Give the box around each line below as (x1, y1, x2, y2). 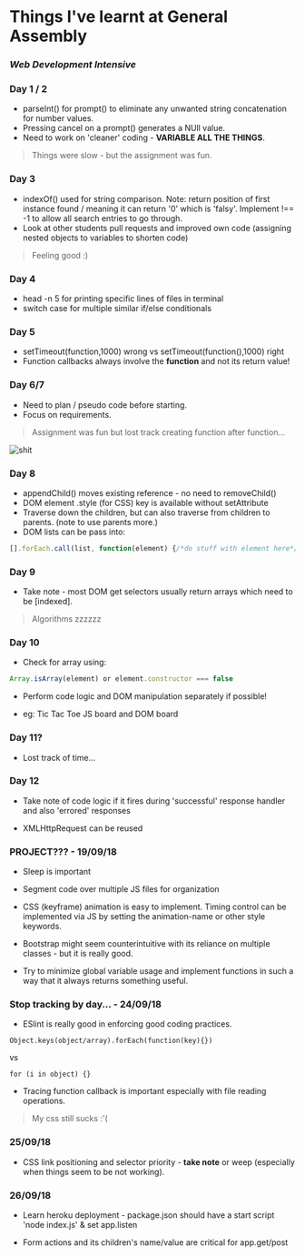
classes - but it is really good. (22, 948, 133, 959)
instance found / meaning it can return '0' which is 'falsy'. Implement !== (22, 203, 295, 214)
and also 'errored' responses (22, 805, 132, 816)
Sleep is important (22, 867, 92, 877)
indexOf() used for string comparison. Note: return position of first (22, 193, 271, 204)
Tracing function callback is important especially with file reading (22, 1086, 267, 1097)
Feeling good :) (31, 249, 89, 260)
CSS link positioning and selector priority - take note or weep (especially (22, 1156, 295, 1167)
